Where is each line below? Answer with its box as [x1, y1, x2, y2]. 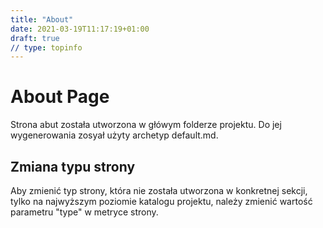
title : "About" [10, 14, 74, 25]
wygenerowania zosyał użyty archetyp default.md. [10, 129, 219, 141]
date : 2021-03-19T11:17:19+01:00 [10, 24, 150, 34]
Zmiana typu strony [10, 158, 136, 175]
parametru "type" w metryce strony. [10, 206, 159, 218]
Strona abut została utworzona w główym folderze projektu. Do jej [10, 119, 282, 131]
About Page [10, 86, 110, 108]
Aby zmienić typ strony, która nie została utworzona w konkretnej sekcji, [10, 185, 308, 196]
